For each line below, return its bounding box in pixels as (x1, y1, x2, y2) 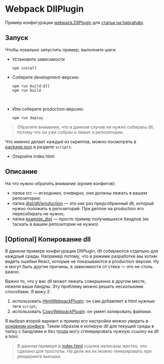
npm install (12, 65, 37, 70)
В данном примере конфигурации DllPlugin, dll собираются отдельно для (5, 248, 158, 254)
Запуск (5, 34, 28, 42)
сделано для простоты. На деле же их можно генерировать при (17, 348, 152, 354)
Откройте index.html (12, 153, 55, 159)
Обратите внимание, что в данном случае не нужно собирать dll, (17, 124, 154, 130)
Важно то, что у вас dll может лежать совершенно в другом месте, (5, 278, 146, 284)
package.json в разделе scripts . (5, 144, 72, 150)
